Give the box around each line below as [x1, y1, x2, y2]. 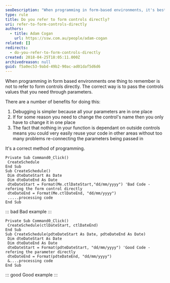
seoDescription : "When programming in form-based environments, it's [5, 7, 155, 13]
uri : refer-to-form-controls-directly [5, 21, 87, 27]
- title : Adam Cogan [10, 31, 53, 36]
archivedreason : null [5, 59, 51, 65]
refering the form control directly [5, 186, 82, 192]
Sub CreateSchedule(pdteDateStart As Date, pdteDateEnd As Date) [5, 232, 146, 237]
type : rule [5, 12, 28, 17]
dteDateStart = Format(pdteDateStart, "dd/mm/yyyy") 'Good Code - [7, 245, 151, 250]
